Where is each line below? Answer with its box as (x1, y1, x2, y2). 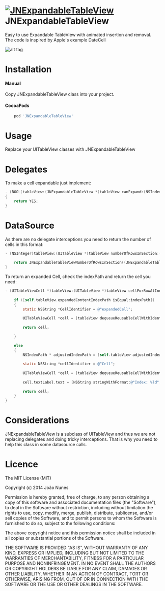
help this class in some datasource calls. (5, 442, 87, 448)
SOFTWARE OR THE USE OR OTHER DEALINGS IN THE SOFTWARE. (5, 582, 143, 588)
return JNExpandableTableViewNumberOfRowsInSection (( (14, 260, 126, 265)
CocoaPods (5, 103, 29, 108)
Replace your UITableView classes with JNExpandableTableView (5, 146, 136, 152)
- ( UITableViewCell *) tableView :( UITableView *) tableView (5, 288, 126, 293)
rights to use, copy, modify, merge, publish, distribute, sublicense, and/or (5, 510, 153, 516)
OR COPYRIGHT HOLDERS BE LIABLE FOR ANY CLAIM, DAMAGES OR (5, 566, 147, 572)
